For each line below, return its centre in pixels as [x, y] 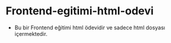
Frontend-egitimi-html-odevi [80, 11]
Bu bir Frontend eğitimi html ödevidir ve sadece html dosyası [90, 27]
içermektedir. [31, 33]
